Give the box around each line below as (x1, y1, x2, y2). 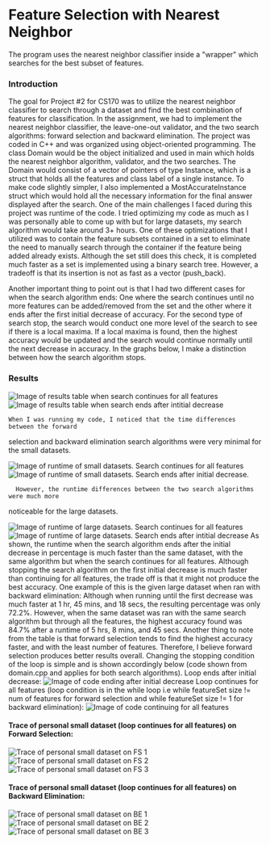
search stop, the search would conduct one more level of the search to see (8, 318, 258, 328)
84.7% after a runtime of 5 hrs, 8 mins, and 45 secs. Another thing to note (8, 624, 254, 635)
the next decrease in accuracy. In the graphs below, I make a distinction (8, 344, 247, 354)
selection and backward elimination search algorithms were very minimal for (8, 436, 262, 446)
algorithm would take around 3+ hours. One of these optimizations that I (8, 225, 247, 235)
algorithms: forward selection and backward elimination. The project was (8, 131, 251, 141)
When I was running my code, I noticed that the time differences (8, 415, 236, 423)
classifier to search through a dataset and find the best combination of (8, 105, 243, 115)
